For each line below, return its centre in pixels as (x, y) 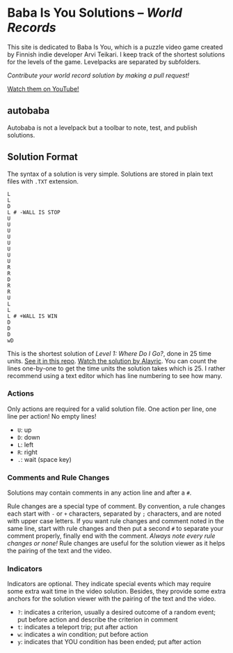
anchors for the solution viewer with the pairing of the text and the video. (112, 599)
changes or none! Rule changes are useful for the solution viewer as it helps (116, 543)
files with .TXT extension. (43, 181)
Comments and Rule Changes (58, 477)
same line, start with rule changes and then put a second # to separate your (115, 529)
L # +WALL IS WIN (32, 316)
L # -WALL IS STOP (34, 212)
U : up (24, 430)
